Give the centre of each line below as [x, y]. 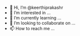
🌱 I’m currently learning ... [35, 18]
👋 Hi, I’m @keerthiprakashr [36, 8]
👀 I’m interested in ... [30, 13]
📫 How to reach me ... [32, 28]
